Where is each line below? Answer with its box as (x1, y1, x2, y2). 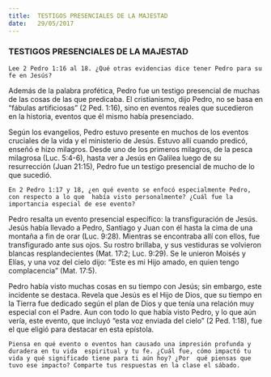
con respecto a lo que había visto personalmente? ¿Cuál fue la (8, 193, 233, 201)
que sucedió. (8, 170, 53, 180)
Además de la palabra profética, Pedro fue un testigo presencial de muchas (8, 86, 260, 95)
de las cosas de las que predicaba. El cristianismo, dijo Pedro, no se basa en (8, 94, 264, 104)
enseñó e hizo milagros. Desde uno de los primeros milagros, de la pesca (8, 144, 253, 154)
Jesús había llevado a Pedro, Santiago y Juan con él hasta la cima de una (8, 222, 253, 232)
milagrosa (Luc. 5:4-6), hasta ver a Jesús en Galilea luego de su (8, 153, 222, 163)
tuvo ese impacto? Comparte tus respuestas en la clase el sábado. (8, 361, 241, 369)
